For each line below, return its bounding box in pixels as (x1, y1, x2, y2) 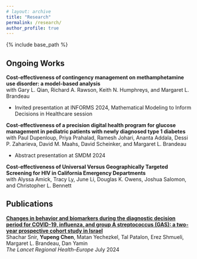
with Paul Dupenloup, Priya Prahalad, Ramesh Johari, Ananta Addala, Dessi (6, 134, 188, 141)
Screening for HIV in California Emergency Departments (6, 170, 146, 177)
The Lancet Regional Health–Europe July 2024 (6, 245, 119, 253)
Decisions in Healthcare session (14, 110, 93, 118)
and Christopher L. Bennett (6, 182, 72, 189)
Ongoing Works (6, 58, 65, 68)
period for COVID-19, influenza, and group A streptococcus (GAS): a (6, 221, 176, 228)
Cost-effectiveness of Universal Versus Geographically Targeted (6, 163, 169, 171)
